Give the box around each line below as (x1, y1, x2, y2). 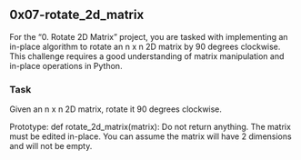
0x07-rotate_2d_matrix (9, 7, 145, 23)
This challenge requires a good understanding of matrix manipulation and (9, 50, 285, 62)
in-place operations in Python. (9, 60, 123, 71)
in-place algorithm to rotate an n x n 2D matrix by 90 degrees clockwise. (9, 41, 281, 52)
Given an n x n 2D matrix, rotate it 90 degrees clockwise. (9, 104, 223, 115)
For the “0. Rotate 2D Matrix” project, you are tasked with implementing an (9, 31, 288, 42)
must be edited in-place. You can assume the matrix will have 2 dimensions (9, 131, 293, 142)
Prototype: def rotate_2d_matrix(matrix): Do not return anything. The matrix (9, 122, 291, 133)
